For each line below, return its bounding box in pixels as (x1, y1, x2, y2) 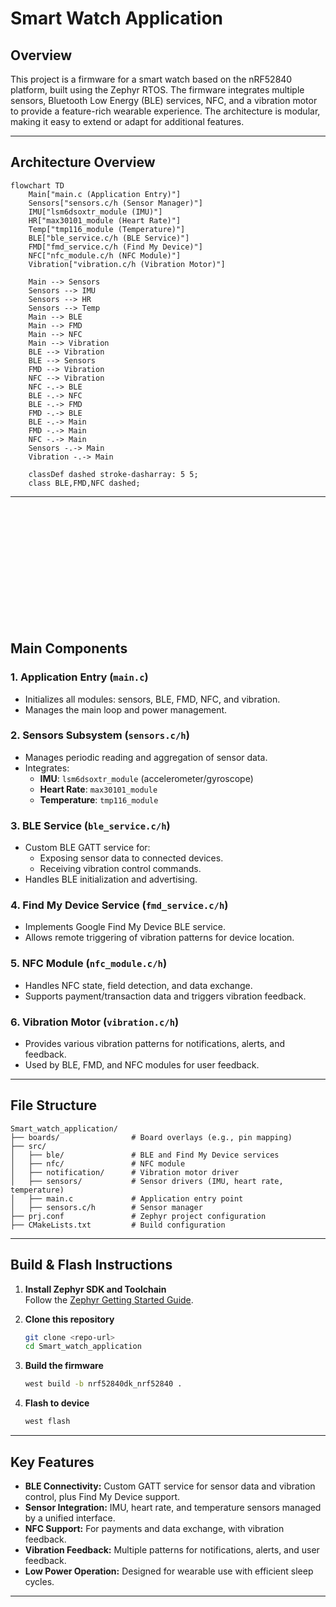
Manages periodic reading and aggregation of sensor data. (24, 751, 268, 763)
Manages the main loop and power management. (24, 703, 228, 716)
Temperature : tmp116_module (39, 793, 159, 806)
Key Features (10, 1453, 95, 1471)
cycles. (24, 1575, 55, 1587)
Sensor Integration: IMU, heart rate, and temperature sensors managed (24, 1501, 322, 1513)
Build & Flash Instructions (10, 1257, 173, 1274)
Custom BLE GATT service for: (24, 842, 151, 854)
